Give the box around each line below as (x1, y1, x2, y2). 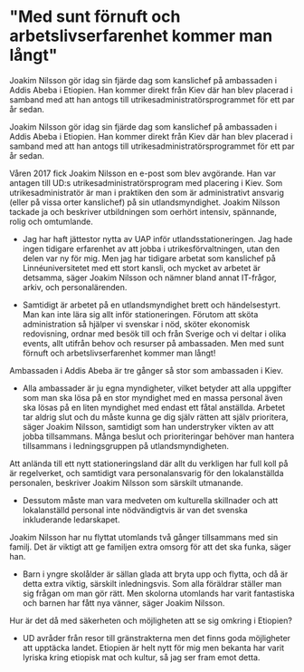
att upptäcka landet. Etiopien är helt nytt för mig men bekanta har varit (22, 642, 285, 653)
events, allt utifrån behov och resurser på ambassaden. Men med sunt (22, 337, 285, 348)
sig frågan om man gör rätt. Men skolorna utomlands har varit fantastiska (22, 588, 295, 599)
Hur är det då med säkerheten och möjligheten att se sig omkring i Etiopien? (9, 615, 292, 626)
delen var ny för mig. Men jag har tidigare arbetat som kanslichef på (22, 252, 276, 264)
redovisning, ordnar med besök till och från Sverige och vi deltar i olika (22, 328, 287, 339)
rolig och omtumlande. (9, 216, 93, 227)
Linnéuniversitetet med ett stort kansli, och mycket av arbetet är (22, 262, 261, 273)
